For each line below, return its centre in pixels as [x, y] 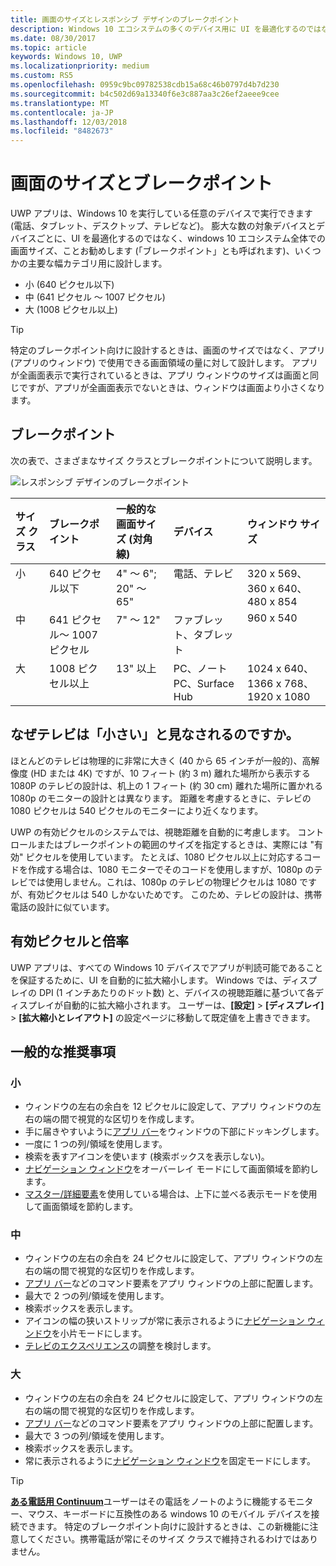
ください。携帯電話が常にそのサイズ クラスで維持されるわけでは [169, 1538]
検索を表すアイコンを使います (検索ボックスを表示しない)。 [147, 1157]
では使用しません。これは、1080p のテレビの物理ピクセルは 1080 [162, 882]
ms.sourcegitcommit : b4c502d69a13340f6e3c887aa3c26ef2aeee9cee [145, 94]
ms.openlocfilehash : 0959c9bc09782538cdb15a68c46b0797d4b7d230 [145, 85]
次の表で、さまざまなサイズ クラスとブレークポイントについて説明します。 [164, 460]
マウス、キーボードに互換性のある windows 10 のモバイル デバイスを [169, 1513]
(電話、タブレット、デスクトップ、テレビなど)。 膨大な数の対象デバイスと [163, 226]
